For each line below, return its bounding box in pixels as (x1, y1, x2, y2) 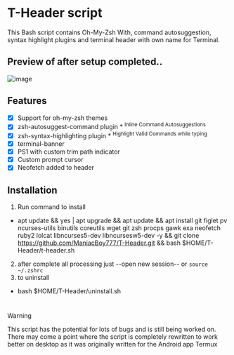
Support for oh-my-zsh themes (17, 114, 108, 122)
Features (7, 95, 47, 107)
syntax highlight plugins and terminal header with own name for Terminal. (7, 35, 220, 43)
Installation (7, 184, 58, 196)
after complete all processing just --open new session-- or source (17, 260, 209, 268)
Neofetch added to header (17, 163, 95, 172)
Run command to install (17, 203, 86, 211)
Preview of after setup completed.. (7, 56, 163, 68)
